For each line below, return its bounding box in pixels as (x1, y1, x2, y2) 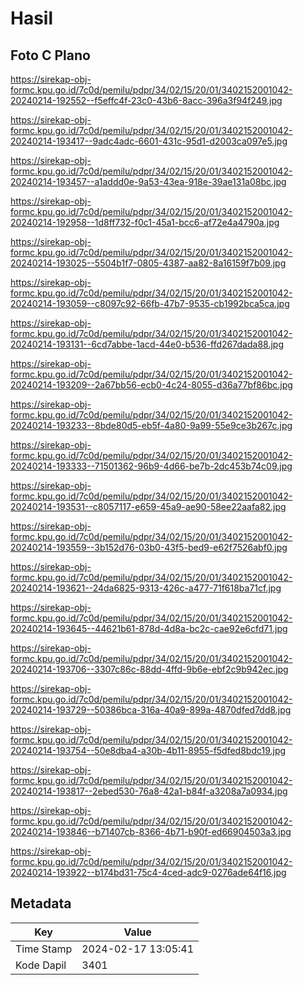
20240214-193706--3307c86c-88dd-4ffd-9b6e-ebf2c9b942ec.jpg (10, 663, 289, 675)
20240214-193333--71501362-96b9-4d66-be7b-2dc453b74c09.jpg (10, 460, 293, 472)
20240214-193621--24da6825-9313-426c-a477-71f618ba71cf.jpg (10, 582, 282, 594)
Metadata (10, 895, 72, 912)
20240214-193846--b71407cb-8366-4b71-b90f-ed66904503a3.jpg (10, 826, 292, 837)
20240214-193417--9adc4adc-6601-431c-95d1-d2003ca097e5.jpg (10, 135, 288, 147)
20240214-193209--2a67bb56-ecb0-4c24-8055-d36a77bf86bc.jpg (10, 379, 293, 391)
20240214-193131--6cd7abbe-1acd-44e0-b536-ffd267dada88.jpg (10, 338, 284, 350)
